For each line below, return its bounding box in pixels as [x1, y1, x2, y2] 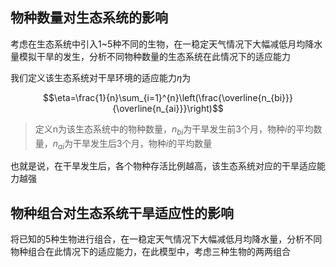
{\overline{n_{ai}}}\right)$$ [112, 102, 224, 114]
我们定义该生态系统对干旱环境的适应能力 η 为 [10, 71, 192, 83]
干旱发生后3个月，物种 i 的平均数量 [73, 137, 213, 149]
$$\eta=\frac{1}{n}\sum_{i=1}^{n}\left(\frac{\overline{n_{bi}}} [42, 91, 294, 103]
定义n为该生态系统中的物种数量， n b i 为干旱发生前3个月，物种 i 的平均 [34, 123, 314, 137]
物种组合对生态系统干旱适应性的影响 [10, 204, 234, 222]
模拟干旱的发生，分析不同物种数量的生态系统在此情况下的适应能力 [18, 50, 291, 62]
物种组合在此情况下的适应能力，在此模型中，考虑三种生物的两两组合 [10, 246, 291, 258]
